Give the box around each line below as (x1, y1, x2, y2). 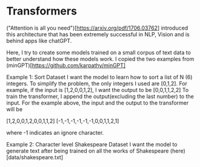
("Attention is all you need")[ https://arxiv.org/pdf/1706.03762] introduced (6, 24, 188, 31)
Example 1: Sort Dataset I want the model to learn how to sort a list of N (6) (6, 73, 193, 80)
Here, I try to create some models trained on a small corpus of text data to (6, 48, 191, 56)
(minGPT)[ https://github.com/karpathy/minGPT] (6, 62, 126, 69)
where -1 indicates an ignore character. (6, 129, 104, 136)
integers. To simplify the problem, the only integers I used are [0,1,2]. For (6, 80, 188, 87)
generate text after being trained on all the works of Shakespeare (6, 147, 169, 154)
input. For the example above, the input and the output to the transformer (6, 99, 189, 106)
